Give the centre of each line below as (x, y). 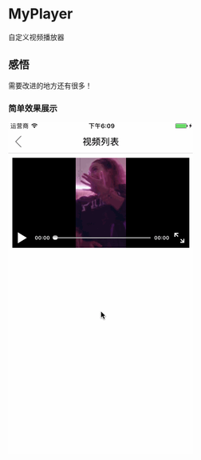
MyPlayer (41, 14)
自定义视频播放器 (36, 37)
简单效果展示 (33, 108)
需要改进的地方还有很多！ (50, 86)
